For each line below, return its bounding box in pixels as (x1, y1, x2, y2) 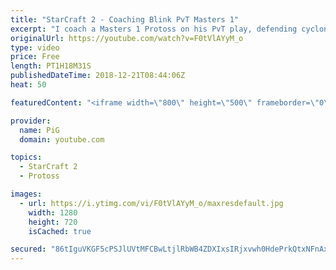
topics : (10, 152, 43, 163)
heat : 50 (10, 80, 47, 90)
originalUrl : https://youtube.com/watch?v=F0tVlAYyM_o (10, 33, 244, 43)
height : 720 (28, 217, 78, 227)
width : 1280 (28, 207, 78, 218)
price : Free (10, 52, 60, 62)
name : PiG (19, 125, 60, 135)
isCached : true (28, 226, 92, 236)
